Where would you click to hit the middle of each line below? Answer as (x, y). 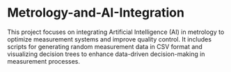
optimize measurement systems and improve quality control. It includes (110, 39)
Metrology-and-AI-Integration (96, 13)
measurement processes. (44, 61)
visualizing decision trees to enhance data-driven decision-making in (106, 54)
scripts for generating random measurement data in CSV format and (105, 46)
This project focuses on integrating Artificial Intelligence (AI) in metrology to (116, 32)
